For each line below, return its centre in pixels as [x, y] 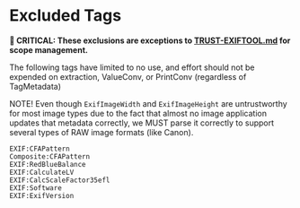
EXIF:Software [36, 188]
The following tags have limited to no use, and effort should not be [132, 67]
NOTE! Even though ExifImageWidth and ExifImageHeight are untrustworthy [148, 103]
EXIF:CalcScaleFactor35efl [60, 180]
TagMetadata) [35, 86]
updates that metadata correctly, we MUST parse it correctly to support [142, 123]
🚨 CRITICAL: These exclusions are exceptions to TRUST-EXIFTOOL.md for [150, 40]
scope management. [49, 49]
